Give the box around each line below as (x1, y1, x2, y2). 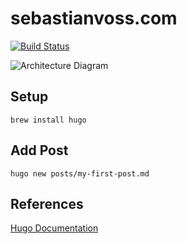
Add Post (10, 142, 69, 159)
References (10, 195, 84, 212)
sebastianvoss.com (10, 7, 178, 30)
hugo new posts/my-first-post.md (10, 168, 150, 179)
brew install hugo (10, 115, 87, 125)
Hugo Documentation (10, 222, 99, 234)
